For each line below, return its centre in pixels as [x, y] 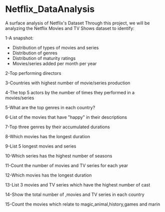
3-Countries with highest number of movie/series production [68, 83]
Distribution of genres [35, 53]
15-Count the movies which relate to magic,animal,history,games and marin [83, 204]
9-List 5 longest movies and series [41, 146]
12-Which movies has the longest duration [48, 175]
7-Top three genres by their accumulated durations [57, 127]
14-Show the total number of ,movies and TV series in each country [75, 194]
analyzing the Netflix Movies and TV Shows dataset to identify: [70, 28]
